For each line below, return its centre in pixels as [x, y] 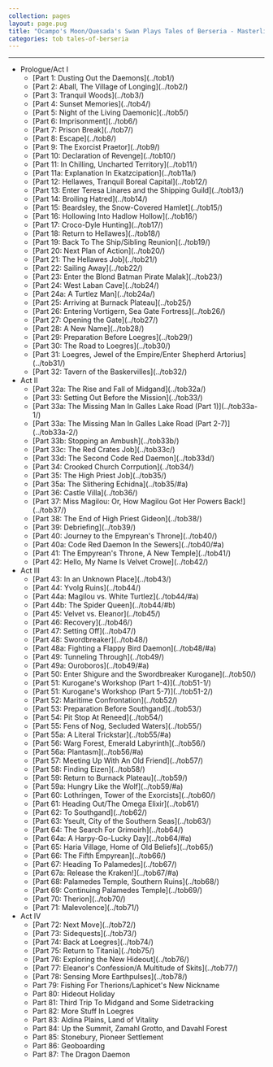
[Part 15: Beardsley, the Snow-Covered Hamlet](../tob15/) [128, 207]
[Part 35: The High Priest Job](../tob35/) [99, 476]
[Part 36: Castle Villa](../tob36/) [85, 493]
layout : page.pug [38, 24]
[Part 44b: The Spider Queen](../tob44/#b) [104, 605]
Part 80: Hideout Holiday [74, 994]
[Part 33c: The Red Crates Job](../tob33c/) [104, 450]
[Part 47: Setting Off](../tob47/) [84, 631]
